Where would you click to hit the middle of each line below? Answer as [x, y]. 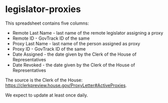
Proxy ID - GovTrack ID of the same [49, 49]
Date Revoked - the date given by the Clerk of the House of [74, 65]
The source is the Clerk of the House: [44, 80]
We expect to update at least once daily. [47, 95]
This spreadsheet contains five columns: [47, 23]
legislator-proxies [43, 9]
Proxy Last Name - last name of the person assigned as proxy [76, 43]
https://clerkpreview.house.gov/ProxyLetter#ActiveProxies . [66, 85]
